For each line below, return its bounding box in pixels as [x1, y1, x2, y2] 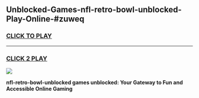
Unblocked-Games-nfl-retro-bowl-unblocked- [6, 5, 182, 15]
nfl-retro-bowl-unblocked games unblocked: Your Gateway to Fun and [6, 78, 184, 86]
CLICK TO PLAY [6, 32, 52, 40]
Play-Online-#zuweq [6, 14, 85, 24]
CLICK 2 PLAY [6, 54, 47, 62]
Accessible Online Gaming [6, 85, 73, 92]
